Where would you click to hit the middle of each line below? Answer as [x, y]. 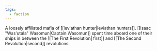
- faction [19, 14]
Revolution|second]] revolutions [37, 43]
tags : [10, 9]
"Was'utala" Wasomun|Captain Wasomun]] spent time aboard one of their [79, 33]
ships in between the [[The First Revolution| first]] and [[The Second [73, 38]
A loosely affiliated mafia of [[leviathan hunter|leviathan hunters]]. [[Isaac [78, 28]
